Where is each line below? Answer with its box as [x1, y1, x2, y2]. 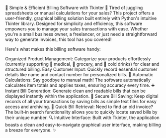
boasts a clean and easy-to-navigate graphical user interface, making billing [5, 122, 162, 128]
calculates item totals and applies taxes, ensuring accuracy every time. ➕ [5, 82, 155, 88]
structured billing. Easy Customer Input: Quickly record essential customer [5, 66, 158, 72]
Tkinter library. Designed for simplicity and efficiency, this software [5, 20, 143, 26]
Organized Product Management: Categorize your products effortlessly [5, 56, 151, 62]
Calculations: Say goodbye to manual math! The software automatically [5, 77, 151, 83]
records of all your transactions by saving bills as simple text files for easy [5, 99, 157, 104]
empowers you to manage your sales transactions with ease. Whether [5, 26, 148, 32]
